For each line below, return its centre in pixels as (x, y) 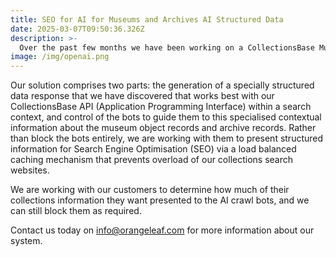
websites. (30, 170)
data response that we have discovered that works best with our (142, 96)
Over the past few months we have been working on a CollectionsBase (167, 47)
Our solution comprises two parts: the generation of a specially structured (162, 85)
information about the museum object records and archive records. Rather (163, 128)
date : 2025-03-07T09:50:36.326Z (77, 29)
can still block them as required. (76, 211)
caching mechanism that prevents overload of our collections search (152, 160)
